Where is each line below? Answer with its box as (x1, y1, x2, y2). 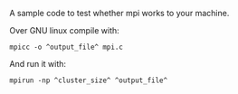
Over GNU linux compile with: (9, 25, 119, 35)
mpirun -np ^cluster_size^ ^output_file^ (9, 76, 168, 85)
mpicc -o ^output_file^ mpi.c (9, 42, 124, 52)
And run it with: (9, 59, 66, 69)
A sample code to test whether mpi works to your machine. (9, 8, 230, 18)
